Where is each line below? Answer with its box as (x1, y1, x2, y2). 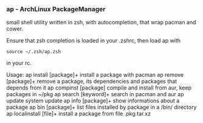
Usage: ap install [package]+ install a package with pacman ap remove (6, 71, 184, 79)
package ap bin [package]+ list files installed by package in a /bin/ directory (6, 104, 197, 111)
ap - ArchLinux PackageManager (6, 5, 106, 13)
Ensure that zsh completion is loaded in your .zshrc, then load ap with (6, 37, 181, 44)
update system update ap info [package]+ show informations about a (6, 97, 180, 105)
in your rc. (6, 60, 32, 67)
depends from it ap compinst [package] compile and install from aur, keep (6, 84, 192, 91)
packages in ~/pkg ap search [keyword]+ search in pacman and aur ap (6, 91, 184, 98)
